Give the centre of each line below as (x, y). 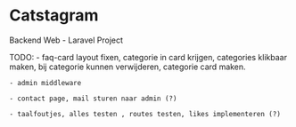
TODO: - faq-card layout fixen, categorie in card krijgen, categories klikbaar (148, 57)
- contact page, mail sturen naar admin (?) (93, 99)
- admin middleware (45, 83)
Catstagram (54, 16)
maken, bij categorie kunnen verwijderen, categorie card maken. (128, 67)
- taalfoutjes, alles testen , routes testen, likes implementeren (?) (145, 114)
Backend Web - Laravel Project (66, 40)
